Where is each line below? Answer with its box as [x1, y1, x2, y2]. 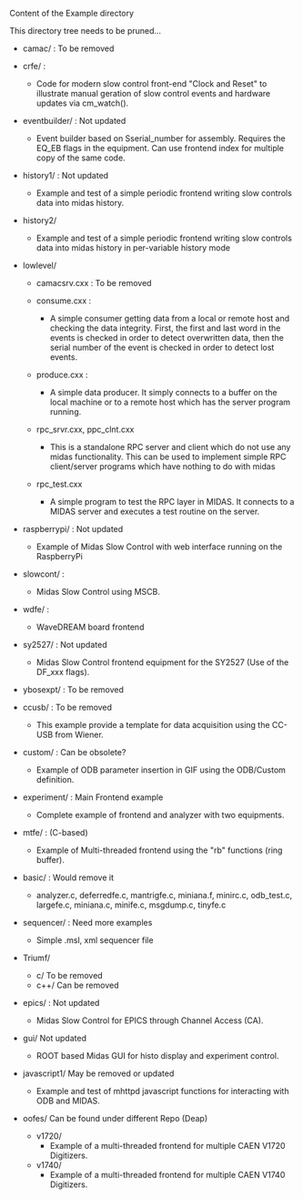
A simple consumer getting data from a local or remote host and [49, 313, 290, 323]
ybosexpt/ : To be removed [22, 684, 125, 695]
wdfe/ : [22, 604, 50, 614]
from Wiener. [55, 729, 105, 740]
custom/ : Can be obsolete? [22, 747, 126, 757]
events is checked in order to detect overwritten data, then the [49, 333, 284, 343]
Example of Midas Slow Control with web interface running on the [35, 541, 283, 552]
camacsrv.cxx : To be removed [35, 278, 152, 288]
